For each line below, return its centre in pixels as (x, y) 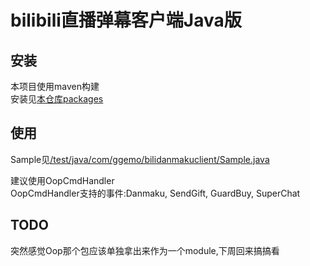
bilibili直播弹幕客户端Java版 (126, 20)
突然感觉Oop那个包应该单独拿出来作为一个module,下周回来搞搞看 (145, 250)
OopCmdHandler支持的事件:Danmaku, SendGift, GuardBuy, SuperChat (155, 193)
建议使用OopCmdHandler (62, 180)
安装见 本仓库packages (57, 99)
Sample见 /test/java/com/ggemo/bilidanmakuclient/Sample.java (140, 159)
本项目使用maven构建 (55, 86)
